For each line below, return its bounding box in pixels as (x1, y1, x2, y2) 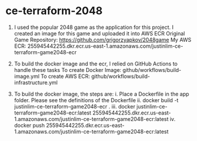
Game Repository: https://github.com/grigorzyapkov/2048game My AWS (14, 36, 192, 43)
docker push (14, 122, 45, 129)
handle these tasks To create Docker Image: (14, 66, 122, 73)
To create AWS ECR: (40, 73, 90, 80)
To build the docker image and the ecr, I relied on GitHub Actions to (14, 60, 178, 67)
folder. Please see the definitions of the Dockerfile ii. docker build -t (14, 96, 179, 104)
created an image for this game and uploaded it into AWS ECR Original (14, 29, 185, 37)
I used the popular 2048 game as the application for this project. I (14, 24, 174, 31)
